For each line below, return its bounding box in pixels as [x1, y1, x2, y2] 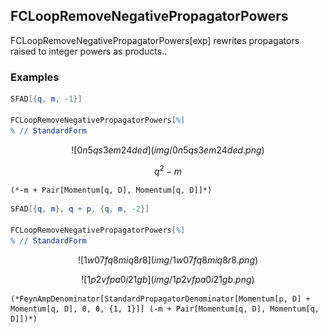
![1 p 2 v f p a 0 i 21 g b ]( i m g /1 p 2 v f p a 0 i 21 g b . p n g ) [81, 273, 255, 285]
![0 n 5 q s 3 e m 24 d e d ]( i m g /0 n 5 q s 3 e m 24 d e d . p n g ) [71, 144, 265, 156]
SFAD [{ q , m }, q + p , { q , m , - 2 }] [10, 204, 150, 214]
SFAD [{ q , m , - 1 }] [10, 94, 83, 104]
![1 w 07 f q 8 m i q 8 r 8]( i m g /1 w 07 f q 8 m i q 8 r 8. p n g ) [77, 254, 259, 266]
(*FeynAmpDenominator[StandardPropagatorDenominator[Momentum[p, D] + [10, 294, 311, 304]
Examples [10, 70, 60, 84]
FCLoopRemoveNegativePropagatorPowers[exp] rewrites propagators [10, 34, 300, 46]
